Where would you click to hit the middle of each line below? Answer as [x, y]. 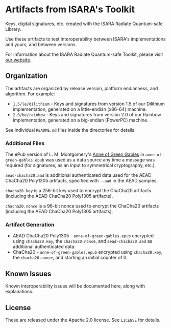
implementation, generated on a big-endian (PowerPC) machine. [81, 120]
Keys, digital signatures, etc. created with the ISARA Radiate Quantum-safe [84, 24]
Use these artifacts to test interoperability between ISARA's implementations [86, 39]
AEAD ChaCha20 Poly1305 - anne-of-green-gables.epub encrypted [83, 236]
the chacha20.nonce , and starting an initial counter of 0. [70, 258]
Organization [26, 76]
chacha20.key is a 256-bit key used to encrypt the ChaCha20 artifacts [78, 191]
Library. [13, 29]
